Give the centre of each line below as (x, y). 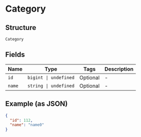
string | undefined (51, 86)
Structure (21, 28)
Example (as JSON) (36, 104)
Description (119, 69)
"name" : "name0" (27, 125)
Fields (15, 55)
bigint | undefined (51, 77)
